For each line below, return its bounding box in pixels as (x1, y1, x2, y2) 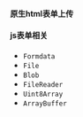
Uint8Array (22, 90, 64, 98)
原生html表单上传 (10, 8, 74, 19)
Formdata (22, 51, 56, 61)
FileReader (22, 80, 64, 89)
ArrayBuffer (22, 98, 67, 108)
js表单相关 (10, 30, 48, 41)
